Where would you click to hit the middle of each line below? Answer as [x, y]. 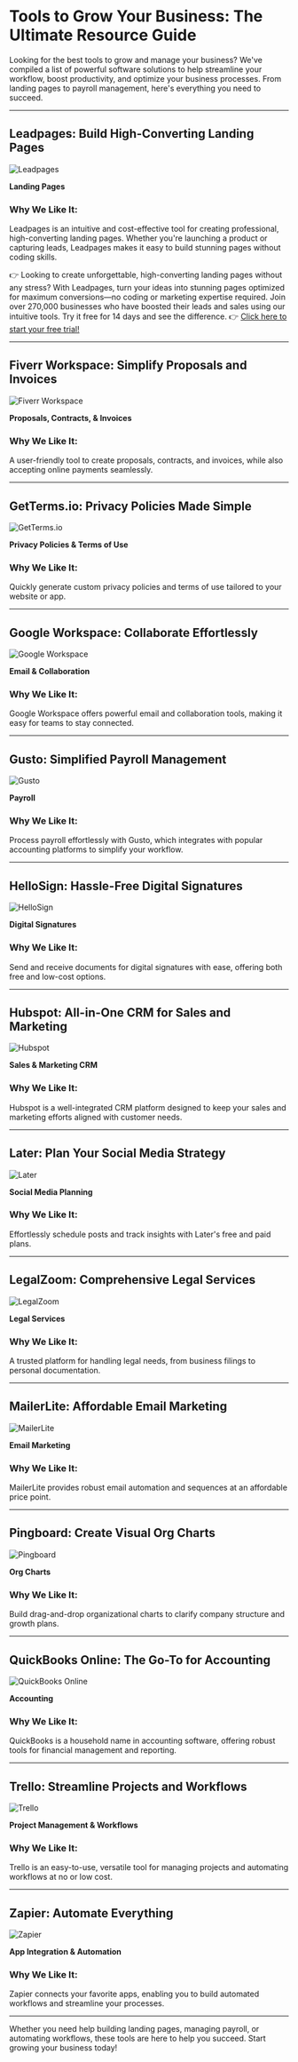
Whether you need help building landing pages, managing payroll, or [134, 2029]
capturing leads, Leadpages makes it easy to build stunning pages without [145, 248]
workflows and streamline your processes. [87, 2003]
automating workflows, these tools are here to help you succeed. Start [137, 2038]
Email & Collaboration [50, 672]
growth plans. [34, 1624]
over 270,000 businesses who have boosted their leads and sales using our [147, 307]
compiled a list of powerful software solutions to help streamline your [136, 69]
